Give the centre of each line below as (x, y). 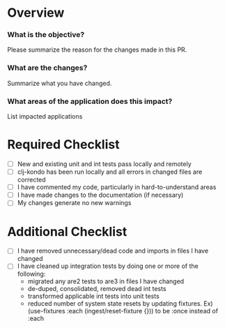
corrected (32, 180)
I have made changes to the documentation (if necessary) (100, 195)
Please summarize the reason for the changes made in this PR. (97, 50)
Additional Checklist (67, 231)
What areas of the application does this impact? (90, 101)
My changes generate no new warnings (74, 203)
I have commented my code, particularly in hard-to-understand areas (117, 187)
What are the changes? (47, 68)
